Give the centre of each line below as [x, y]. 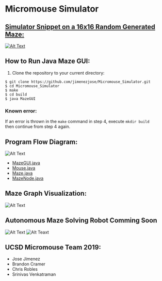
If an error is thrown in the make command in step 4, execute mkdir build [77, 122]
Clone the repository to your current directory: [58, 73]
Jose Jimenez [26, 259]
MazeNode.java [28, 178]
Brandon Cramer [29, 264]
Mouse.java [24, 168]
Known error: [21, 111]
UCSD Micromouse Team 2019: [53, 247]
